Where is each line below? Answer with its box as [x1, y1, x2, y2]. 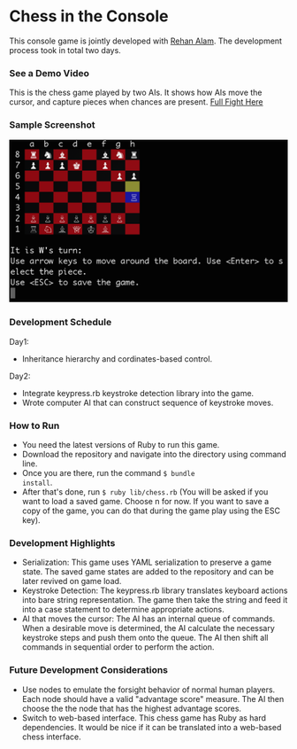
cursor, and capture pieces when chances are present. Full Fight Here [9, 97, 263, 107]
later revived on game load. [21, 576, 122, 587]
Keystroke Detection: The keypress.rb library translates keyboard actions [21, 585, 288, 596]
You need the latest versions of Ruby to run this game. [21, 439, 220, 449]
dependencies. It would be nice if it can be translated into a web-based [21, 722, 282, 732]
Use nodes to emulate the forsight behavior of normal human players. [21, 684, 276, 695]
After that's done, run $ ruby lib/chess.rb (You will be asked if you [21, 486, 269, 497]
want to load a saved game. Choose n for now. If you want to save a [21, 495, 270, 506]
